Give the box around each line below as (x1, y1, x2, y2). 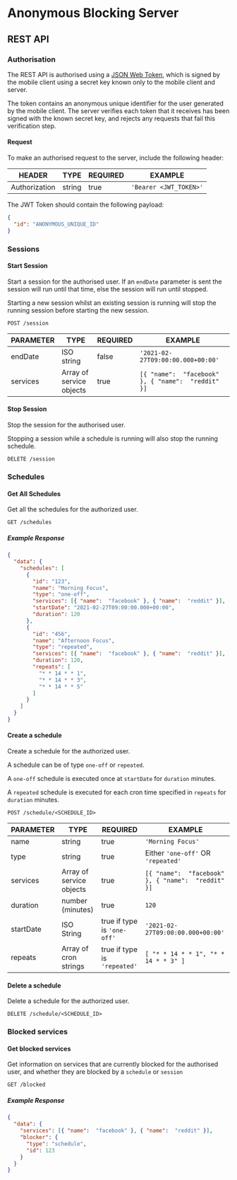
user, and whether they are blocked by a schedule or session (7, 1068, 183, 1076)
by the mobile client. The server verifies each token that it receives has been (7, 106, 230, 115)
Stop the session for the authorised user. (7, 421, 126, 429)
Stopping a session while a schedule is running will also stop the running (7, 434, 219, 443)
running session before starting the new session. (7, 306, 150, 314)
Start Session (7, 262, 48, 270)
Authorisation (7, 54, 56, 64)
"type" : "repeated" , (32, 644, 93, 651)
